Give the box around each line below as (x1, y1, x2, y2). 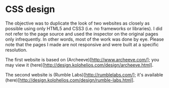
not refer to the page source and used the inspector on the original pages (5, 31, 158, 37)
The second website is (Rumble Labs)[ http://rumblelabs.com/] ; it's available (5, 71, 163, 77)
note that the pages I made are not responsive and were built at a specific (5, 41, 159, 47)
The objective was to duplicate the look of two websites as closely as (5, 20, 150, 26)
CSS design (5, 4, 55, 15)
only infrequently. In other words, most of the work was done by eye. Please (5, 36, 164, 42)
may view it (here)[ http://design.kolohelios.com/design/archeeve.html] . (5, 62, 153, 68)
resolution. (5, 47, 28, 53)
